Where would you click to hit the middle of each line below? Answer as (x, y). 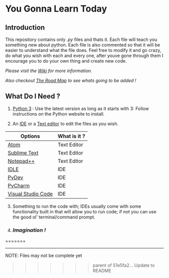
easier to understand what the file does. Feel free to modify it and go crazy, (83, 50)
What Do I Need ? (33, 96)
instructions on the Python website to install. (58, 114)
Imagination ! (29, 230)
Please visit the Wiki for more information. (49, 71)
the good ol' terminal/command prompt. (54, 217)
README (102, 271)
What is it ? (71, 136)
